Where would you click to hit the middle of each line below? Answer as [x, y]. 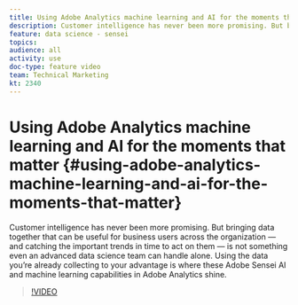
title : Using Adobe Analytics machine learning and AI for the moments [144, 17]
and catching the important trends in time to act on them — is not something [149, 246]
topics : [24, 42]
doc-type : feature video [55, 67]
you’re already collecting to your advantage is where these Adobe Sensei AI [148, 265]
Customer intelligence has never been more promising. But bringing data [142, 227]
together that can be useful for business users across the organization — [143, 237]
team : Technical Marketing [59, 75]
